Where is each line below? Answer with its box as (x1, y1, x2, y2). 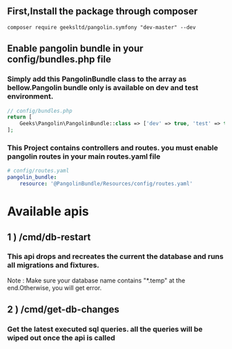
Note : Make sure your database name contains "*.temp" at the (7, 276, 186, 285)
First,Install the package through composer (7, 6, 198, 17)
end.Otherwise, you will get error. (7, 283, 102, 292)
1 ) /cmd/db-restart (7, 231, 91, 243)
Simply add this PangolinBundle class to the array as (7, 74, 187, 84)
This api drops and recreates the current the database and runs (7, 252, 224, 262)
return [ (7, 114, 32, 120)
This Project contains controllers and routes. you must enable (7, 143, 219, 152)
